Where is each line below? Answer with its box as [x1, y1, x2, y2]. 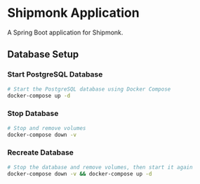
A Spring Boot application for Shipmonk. [7, 28, 124, 37]
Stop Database [7, 109, 59, 119]
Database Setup [7, 48, 79, 60]
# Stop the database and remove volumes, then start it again [7, 164, 193, 171]
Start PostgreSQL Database [7, 70, 103, 79]
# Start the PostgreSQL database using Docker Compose [7, 86, 171, 93]
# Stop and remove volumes [7, 124, 86, 131]
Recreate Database [7, 147, 74, 157]
